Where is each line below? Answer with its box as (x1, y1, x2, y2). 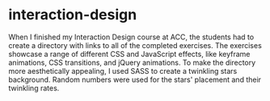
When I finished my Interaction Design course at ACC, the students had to (8, 32, 255, 42)
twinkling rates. (8, 83, 60, 93)
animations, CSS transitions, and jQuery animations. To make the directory (8, 58, 256, 67)
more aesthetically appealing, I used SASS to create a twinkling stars (8, 66, 238, 75)
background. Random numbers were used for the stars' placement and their (8, 75, 261, 84)
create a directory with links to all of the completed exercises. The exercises (8, 40, 263, 50)
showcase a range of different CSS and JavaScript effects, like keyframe (8, 49, 251, 59)
